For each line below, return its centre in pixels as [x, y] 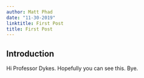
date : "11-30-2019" [31, 18]
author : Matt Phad [29, 12]
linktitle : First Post [35, 23]
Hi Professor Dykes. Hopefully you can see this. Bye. [72, 68]
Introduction [30, 53]
